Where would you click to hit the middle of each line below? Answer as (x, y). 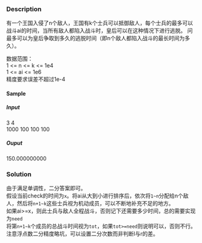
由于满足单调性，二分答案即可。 (46, 188)
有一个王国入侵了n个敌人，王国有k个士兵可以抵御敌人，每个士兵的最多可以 (99, 23)
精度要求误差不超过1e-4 (36, 79)
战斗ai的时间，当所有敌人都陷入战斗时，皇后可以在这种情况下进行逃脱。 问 (99, 31)
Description (24, 9)
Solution (19, 174)
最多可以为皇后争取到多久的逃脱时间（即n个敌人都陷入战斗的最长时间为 (96, 38)
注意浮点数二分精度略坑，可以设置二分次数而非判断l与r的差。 (82, 234)
